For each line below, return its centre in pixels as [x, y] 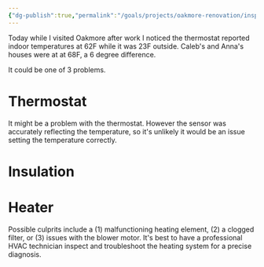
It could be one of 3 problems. [57, 69]
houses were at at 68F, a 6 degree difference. [82, 54]
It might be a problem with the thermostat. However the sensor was [117, 123]
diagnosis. [25, 254]
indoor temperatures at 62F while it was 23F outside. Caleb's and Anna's [126, 46]
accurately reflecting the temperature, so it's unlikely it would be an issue [126, 131]
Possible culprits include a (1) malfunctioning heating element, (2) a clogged [131, 229]
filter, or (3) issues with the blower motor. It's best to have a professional [125, 237]
